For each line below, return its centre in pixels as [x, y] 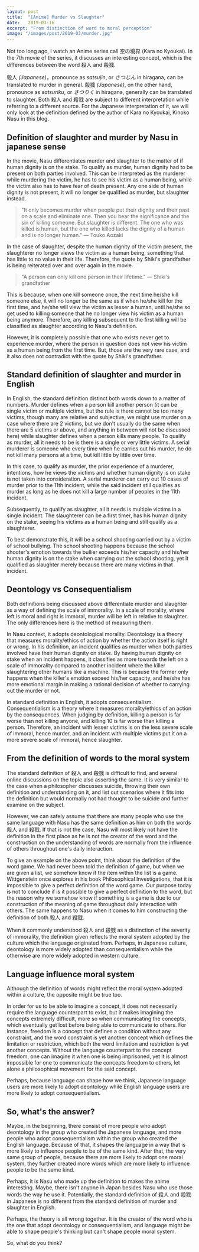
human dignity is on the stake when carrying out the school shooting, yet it [97, 558]
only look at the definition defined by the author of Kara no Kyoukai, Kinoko [98, 112]
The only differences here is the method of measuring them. [80, 622]
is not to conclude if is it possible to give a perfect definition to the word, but [99, 892]
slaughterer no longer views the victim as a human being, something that [95, 252]
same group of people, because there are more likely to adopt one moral [95, 1157]
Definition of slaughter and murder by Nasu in [93, 137]
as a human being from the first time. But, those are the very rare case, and [98, 350]
